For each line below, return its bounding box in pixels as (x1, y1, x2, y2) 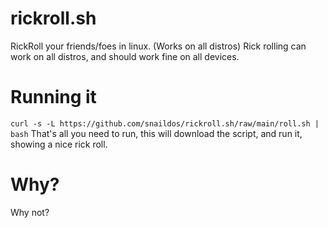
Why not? (10, 206, 50, 218)
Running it (10, 86, 97, 109)
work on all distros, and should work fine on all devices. (10, 50, 240, 62)
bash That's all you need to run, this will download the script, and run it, (10, 127, 303, 139)
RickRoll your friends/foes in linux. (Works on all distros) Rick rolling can (10, 40, 307, 52)
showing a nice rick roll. (10, 138, 108, 150)
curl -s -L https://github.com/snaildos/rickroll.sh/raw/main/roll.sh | (10, 118, 320, 129)
